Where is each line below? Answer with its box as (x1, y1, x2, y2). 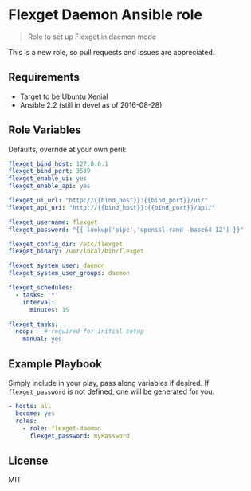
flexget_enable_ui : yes (8, 175, 88, 183)
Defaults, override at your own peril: (8, 144, 127, 154)
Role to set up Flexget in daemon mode (27, 32, 157, 41)
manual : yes (22, 335, 62, 344)
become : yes (15, 409, 56, 418)
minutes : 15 (29, 305, 69, 314)
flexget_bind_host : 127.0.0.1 (8, 159, 109, 168)
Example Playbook (8, 357, 102, 371)
